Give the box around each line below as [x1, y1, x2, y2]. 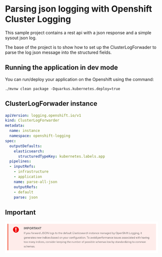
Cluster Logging [5, 14, 71, 25]
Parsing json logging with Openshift [5, 3, 152, 15]
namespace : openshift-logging [9, 133, 70, 139]
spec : [5, 138, 16, 144]
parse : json [14, 195, 38, 200]
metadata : [5, 123, 25, 128]
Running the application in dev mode [5, 64, 118, 72]
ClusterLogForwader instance [5, 99, 97, 108]
